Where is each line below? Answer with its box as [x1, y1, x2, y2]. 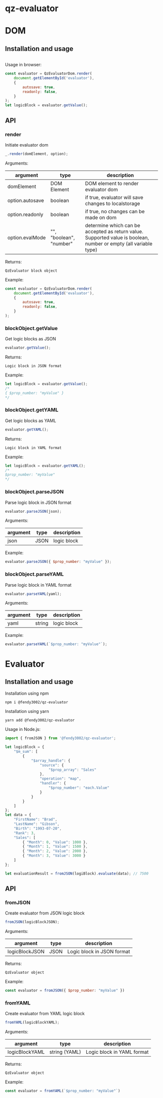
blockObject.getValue [5, 325, 58, 332]
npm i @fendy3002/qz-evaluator [5, 700, 68, 705]
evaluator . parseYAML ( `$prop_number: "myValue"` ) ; [5, 642, 108, 647]
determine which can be [85, 222, 141, 229]
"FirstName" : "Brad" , [14, 817, 57, 822]
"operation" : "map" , [39, 776, 81, 782]
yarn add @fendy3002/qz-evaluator [5, 718, 75, 723]
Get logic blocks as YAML [5, 417, 57, 424]
